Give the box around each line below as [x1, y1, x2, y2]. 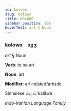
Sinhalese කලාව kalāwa [5, 90, 53, 96]
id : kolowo [5, 7, 27, 12]
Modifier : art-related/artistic [5, 81, 62, 87]
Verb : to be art [5, 62, 35, 68]
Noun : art [5, 71, 24, 77]
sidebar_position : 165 [5, 21, 51, 26]
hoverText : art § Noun [5, 25, 51, 30]
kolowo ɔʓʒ [5, 42, 37, 48]
